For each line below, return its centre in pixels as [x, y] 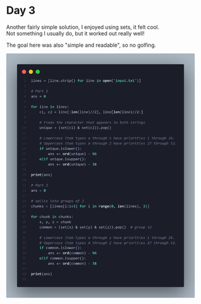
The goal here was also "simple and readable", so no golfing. [81, 45]
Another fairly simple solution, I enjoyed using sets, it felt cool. [83, 27]
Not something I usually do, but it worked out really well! [75, 33]
